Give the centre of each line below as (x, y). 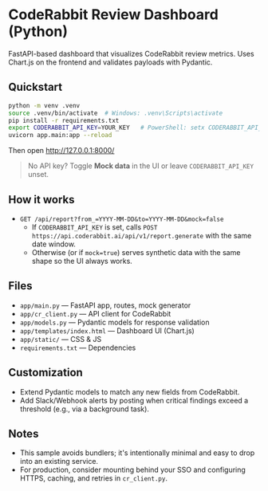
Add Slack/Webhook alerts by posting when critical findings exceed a (134, 400)
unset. (38, 175)
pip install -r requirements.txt (64, 120)
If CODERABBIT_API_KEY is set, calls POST (95, 227)
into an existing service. (59, 462)
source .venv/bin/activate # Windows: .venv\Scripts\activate (116, 113)
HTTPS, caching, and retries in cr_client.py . (93, 478)
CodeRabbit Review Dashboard (114, 15)
